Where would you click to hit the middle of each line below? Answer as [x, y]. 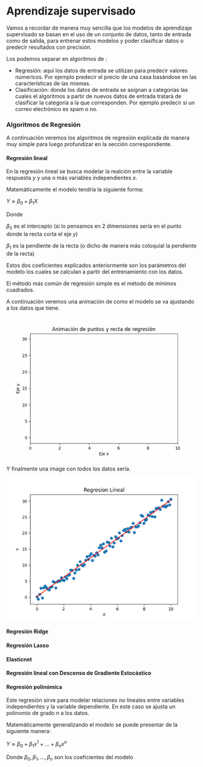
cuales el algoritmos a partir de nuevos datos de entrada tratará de [98, 96]
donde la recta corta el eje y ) [42, 234]
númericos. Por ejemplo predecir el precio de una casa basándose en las [106, 77]
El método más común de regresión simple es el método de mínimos [91, 283]
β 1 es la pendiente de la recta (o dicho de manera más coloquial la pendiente [101, 246]
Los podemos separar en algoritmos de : [57, 59]
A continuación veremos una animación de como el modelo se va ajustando [100, 301]
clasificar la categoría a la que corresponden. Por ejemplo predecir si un [105, 102]
